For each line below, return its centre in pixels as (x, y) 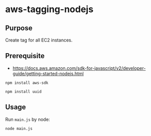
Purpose (19, 28)
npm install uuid (23, 92)
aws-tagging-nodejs (49, 9)
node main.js (19, 128)
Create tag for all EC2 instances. (39, 40)
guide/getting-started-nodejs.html (48, 73)
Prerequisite (25, 56)
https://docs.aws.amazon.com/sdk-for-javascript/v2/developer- (79, 68)
